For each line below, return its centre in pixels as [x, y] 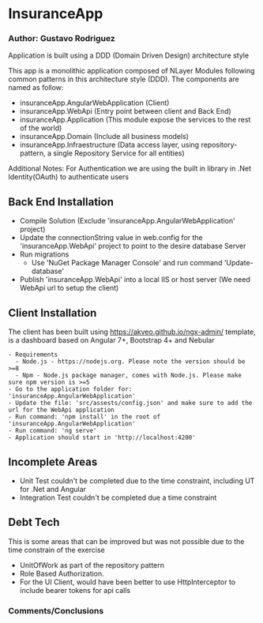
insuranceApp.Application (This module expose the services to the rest [135, 120]
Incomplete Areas [53, 462]
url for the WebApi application [61, 410]
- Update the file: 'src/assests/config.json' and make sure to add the [130, 403]
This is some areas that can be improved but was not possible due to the [126, 541]
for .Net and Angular [53, 489]
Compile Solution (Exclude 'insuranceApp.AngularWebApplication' [127, 221]
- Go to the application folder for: [70, 389]
